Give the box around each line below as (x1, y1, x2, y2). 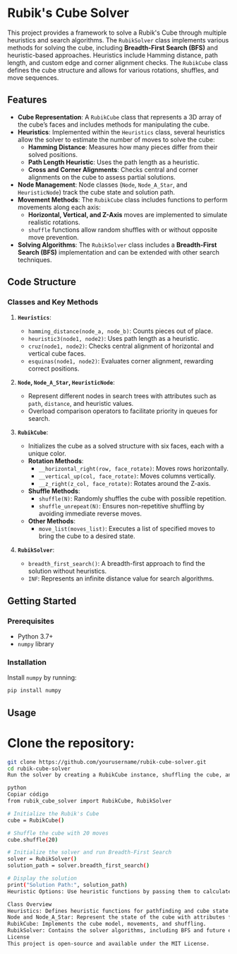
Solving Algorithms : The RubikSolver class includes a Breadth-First (17, 240, 217, 249)
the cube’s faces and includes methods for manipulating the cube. (17, 120, 210, 129)
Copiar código (7, 791, 49, 798)
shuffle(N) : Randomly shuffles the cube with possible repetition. (38, 494, 227, 503)
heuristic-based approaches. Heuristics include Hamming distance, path (7, 51, 219, 59)
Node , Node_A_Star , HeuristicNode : (17, 378, 115, 387)
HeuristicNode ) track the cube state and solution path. (17, 187, 175, 196)
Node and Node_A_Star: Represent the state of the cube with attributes (7, 914, 226, 921)
